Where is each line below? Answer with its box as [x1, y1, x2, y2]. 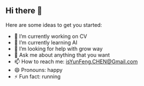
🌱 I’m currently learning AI [14, 39, 78, 46]
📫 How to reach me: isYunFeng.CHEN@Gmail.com [14, 58, 138, 65]
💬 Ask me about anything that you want [14, 51, 110, 59]
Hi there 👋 [5, 6, 42, 16]
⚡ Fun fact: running [14, 73, 61, 80]
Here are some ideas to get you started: [5, 21, 103, 28]
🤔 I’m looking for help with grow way [14, 45, 103, 52]
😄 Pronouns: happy [14, 66, 63, 73]
